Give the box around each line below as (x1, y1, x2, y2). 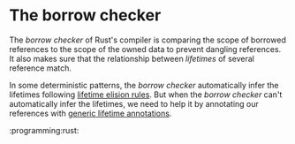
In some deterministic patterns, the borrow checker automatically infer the (9, 80, 280, 90)
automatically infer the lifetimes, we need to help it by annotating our (9, 98, 259, 109)
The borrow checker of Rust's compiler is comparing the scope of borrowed (9, 34, 287, 45)
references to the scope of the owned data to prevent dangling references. (9, 43, 282, 54)
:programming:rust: (9, 125, 79, 135)
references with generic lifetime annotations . (9, 108, 172, 118)
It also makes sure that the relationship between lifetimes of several (9, 53, 254, 64)
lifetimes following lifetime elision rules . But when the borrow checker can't (9, 89, 283, 100)
